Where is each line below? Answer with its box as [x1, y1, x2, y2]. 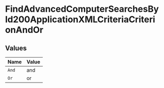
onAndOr [5, 25, 43, 35]
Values [5, 44, 27, 52]
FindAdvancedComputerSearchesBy [5, 3, 159, 15]
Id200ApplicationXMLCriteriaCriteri [5, 14, 155, 25]
